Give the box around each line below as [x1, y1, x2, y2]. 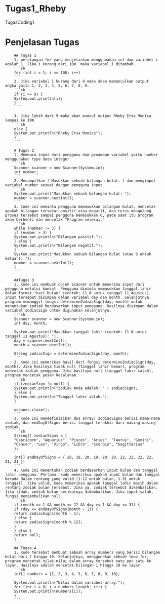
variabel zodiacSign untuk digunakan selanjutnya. [5, 308, 112, 313]
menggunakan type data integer [5, 157, 70, 161]
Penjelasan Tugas [5, 37, 80, 48]
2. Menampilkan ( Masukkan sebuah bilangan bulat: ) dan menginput [14, 178, 156, 183]
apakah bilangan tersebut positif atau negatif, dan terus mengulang [5, 208, 152, 213]
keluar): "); [5, 256, 32, 261]
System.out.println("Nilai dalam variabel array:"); [14, 580, 125, 585]
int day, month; [14, 321, 48, 326]
